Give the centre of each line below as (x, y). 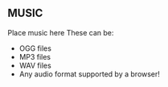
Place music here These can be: (61, 32)
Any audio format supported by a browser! (89, 74)
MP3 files (35, 56)
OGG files (35, 48)
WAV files (35, 65)
